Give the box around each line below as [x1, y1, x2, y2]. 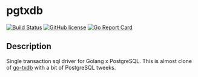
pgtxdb [6, 4, 44, 18]
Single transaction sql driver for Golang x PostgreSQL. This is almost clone [6, 57, 193, 64]
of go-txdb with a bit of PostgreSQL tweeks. [6, 64, 116, 71]
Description [6, 41, 51, 52]
